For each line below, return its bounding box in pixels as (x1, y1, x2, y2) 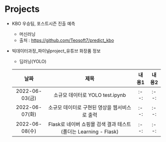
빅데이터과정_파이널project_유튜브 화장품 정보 (11, 48, 101, 54)
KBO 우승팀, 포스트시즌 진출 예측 (11, 20, 75, 26)
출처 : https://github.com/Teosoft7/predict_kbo (19, 37, 114, 43)
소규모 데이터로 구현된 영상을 (48, 104, 112, 111)
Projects (4, 3, 40, 15)
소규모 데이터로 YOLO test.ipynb (53, 91, 126, 98)
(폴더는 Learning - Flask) (60, 128, 119, 135)
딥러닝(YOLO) (19, 58, 47, 64)
